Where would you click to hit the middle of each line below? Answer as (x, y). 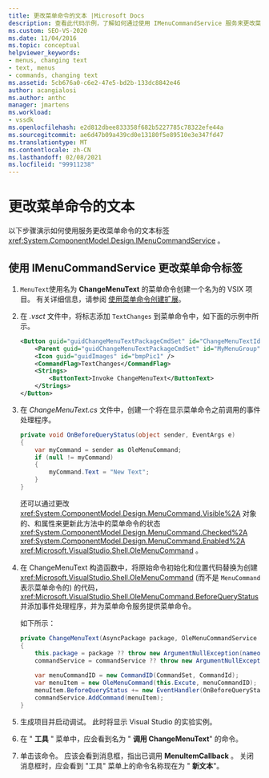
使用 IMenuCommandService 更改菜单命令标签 (125, 268)
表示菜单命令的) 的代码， (61, 587)
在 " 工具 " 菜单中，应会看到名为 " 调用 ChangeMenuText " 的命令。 (131, 739)
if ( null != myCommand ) (74, 458)
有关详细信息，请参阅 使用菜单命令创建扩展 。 (110, 299)
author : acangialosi (43, 90)
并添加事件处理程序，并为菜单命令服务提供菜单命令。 (108, 606)
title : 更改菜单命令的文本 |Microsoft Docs (76, 16)
